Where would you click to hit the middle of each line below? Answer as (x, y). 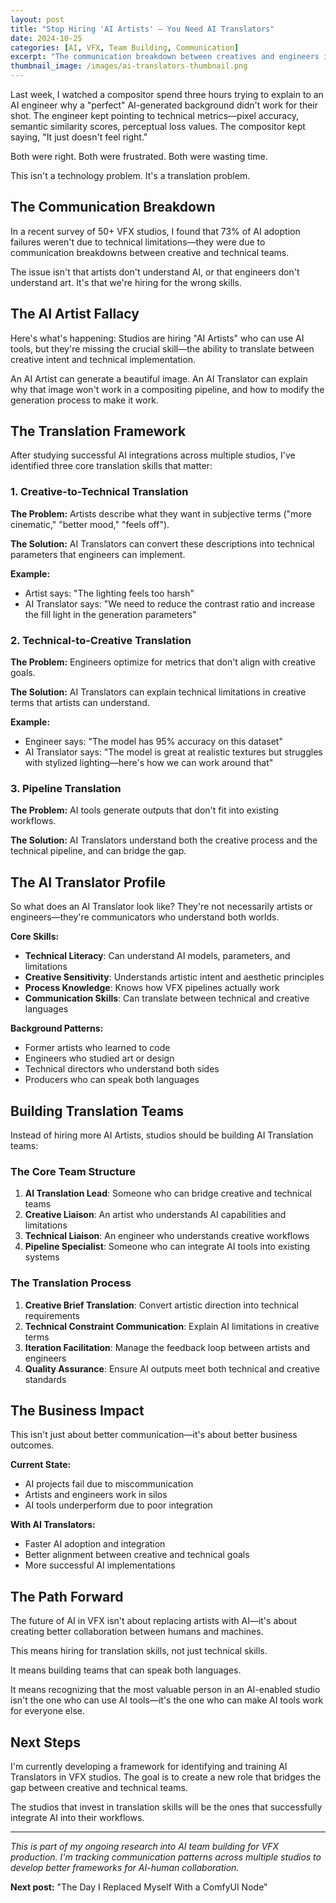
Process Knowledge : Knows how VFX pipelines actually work (152, 988)
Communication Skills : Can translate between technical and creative (167, 998)
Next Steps (45, 1742)
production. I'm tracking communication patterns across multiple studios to (166, 1857)
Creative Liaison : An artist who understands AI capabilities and (155, 1215)
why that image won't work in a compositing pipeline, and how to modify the (167, 389)
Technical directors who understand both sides (122, 1069)
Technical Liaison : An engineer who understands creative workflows (167, 1236)
